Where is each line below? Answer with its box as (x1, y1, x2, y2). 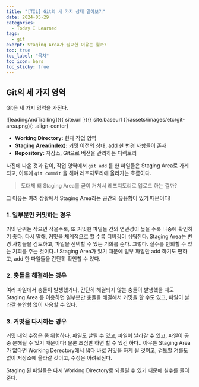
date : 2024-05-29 (6, 14, 49, 20)
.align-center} (34, 122, 69, 129)
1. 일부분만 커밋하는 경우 (6, 211, 71, 220)
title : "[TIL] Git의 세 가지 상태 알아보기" (6, 8, 106, 15)
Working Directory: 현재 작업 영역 (14, 135, 97, 142)
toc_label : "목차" (6, 53, 49, 59)
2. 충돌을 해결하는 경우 (6, 271, 67, 280)
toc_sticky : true (6, 64, 49, 70)
